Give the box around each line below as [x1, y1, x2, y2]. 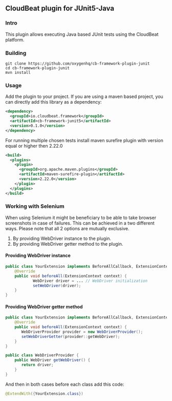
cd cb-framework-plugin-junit [5, 65, 70, 71]
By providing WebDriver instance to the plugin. [12, 235, 112, 242]
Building [5, 49, 27, 56]
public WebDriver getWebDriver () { [14, 357, 91, 363]
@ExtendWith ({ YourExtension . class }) [5, 391, 83, 396]
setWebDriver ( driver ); [32, 283, 81, 288]
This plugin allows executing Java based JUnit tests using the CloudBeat [5, 31, 159, 37]
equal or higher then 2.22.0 [5, 143, 63, 149]
